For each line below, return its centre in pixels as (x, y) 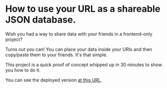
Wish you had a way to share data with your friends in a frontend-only (79, 34)
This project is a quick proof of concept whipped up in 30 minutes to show (84, 64)
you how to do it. (23, 70)
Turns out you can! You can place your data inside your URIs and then (79, 49)
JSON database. (41, 20)
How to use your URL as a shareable (83, 9)
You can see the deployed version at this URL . (54, 80)
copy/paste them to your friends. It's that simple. (56, 55)
